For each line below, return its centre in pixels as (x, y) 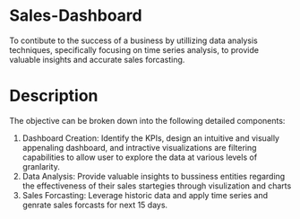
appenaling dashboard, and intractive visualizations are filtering (139, 147)
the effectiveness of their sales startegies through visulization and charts (157, 186)
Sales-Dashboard (76, 16)
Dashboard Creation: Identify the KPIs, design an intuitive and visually (151, 138)
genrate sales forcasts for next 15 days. (95, 205)
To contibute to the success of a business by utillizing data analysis (133, 40)
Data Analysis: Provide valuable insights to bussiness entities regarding (154, 176)
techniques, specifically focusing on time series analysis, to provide (134, 49)
